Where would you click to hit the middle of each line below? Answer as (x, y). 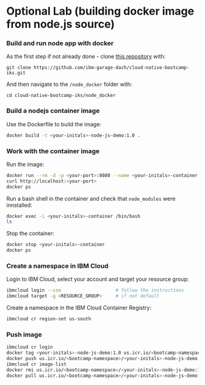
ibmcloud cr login (30, 347)
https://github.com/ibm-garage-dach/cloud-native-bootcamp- (111, 68)
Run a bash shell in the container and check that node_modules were (91, 198)
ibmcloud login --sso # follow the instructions (95, 290)
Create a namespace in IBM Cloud (57, 266)
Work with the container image (53, 151)
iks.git (16, 73)
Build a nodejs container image (53, 111)
